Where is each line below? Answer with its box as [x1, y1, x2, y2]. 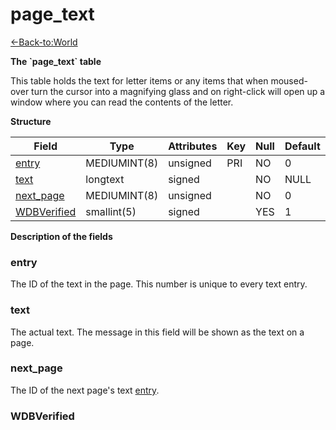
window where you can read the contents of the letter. [10, 96, 234, 108]
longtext [85, 172, 125, 186]
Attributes [168, 139, 218, 153]
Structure [10, 115, 52, 127]
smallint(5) [85, 204, 137, 218]
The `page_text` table [10, 55, 102, 67]
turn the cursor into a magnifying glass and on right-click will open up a [31, 85, 326, 97]
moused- [270, 74, 308, 87]
